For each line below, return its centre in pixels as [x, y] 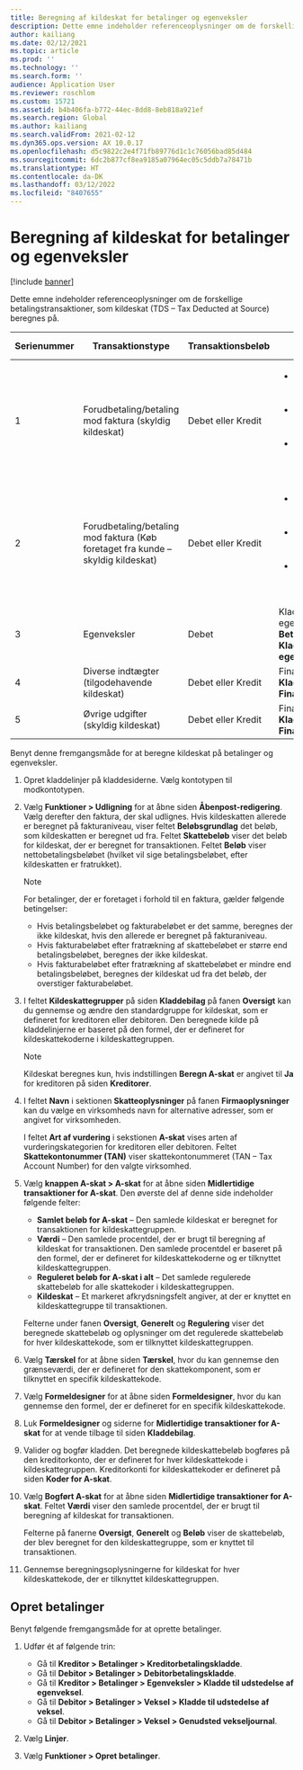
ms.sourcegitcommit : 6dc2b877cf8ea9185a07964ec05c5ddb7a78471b [131, 160]
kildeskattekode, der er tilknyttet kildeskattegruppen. [121, 1579]
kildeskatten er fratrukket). [72, 864]
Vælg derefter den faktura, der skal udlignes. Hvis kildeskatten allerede [155, 816]
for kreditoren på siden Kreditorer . [87, 1083]
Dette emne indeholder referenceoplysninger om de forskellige [127, 298]
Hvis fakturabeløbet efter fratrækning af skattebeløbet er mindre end [164, 964]
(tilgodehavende [118, 682]
